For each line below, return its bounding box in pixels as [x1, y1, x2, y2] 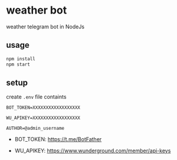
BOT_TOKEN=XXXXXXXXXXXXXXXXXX [6, 105, 81, 111]
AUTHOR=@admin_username [6, 125, 65, 132]
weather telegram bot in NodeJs [6, 23, 84, 30]
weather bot [6, 4, 67, 17]
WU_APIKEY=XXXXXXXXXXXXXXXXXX [6, 115, 81, 121]
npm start [6, 61, 31, 67]
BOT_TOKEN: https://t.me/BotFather [14, 136, 102, 143]
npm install [6, 55, 35, 62]
